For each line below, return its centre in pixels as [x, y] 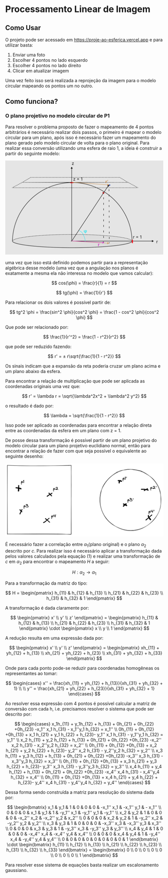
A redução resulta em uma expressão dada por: [54, 638]
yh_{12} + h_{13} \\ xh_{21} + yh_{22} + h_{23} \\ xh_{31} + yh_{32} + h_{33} [84, 653]
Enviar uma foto [29, 55]
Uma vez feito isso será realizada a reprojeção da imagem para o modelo [81, 80]
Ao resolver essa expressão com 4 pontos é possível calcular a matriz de [81, 704]
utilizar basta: [19, 45]
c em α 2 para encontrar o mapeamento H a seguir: [57, 562]
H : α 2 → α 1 [84, 573]
